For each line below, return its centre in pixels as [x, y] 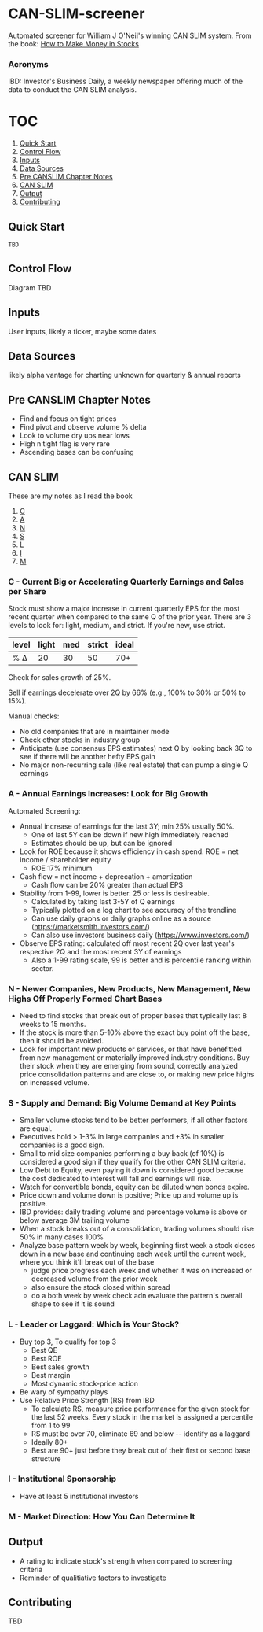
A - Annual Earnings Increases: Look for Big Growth [108, 794]
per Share [27, 591]
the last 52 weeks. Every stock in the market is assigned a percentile [142, 1416]
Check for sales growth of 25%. [60, 678]
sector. [42, 968]
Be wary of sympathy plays [64, 1392]
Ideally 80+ [49, 1442]
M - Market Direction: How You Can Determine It [102, 1516]
